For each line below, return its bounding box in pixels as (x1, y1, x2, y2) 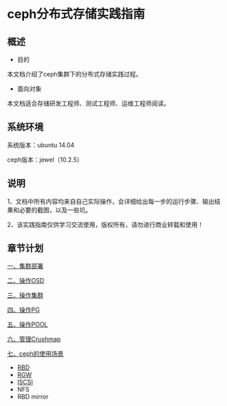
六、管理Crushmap (7, 335, 61, 343)
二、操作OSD (7, 277, 45, 285)
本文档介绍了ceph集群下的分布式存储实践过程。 (7, 70, 142, 78)
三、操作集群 (7, 291, 43, 299)
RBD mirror (17, 393, 49, 401)
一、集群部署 (7, 262, 43, 270)
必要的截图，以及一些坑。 (19, 206, 91, 214)
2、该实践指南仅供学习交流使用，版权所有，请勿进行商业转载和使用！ (7, 220, 204, 228)
